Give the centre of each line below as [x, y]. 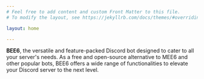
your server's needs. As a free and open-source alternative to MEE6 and [97, 57]
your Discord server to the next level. [53, 70]
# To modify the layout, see [43, 17]
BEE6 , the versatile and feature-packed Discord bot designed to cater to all [100, 51]
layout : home [23, 28]
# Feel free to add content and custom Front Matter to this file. [93, 12]
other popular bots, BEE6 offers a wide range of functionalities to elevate [97, 63]
